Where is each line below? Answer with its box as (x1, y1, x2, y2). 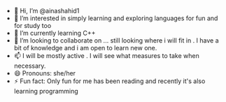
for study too (13, 22, 52, 29)
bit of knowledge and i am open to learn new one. (13, 44, 157, 52)
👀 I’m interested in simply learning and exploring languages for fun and (13, 14, 218, 22)
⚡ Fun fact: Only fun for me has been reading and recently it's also (13, 77, 206, 85)
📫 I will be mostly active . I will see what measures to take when (13, 52, 199, 59)
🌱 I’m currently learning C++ (13, 29, 96, 37)
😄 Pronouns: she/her (13, 69, 76, 77)
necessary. (13, 61, 46, 70)
